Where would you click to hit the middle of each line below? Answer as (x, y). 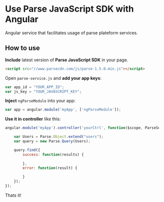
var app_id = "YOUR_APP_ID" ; (35, 87)
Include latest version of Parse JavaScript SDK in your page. (67, 60)
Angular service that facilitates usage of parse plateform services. (72, 33)
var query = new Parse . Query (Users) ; (52, 141)
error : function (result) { (50, 168)
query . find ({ (27, 150)
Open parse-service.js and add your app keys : (53, 78)
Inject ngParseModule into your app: (40, 101)
